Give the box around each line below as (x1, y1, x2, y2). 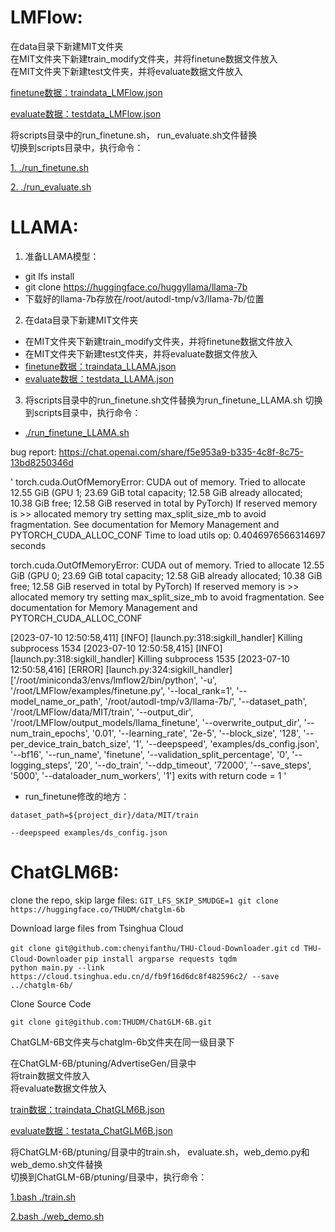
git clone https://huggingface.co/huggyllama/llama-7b (24, 281, 248, 293)
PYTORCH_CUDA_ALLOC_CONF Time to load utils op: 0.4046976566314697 (10, 529, 326, 541)
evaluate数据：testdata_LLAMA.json (24, 372, 174, 385)
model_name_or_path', (10, 695, 103, 707)
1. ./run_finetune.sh (10, 161, 89, 173)
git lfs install (24, 270, 75, 282)
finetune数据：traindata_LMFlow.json (10, 86, 163, 98)
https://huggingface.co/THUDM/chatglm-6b (10, 904, 186, 915)
